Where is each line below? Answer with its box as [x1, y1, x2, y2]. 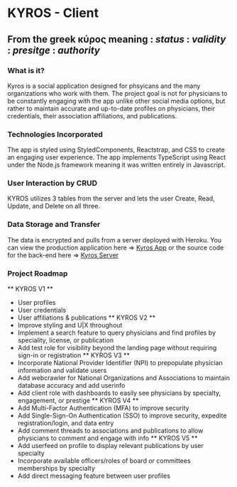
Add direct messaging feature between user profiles [17, 471, 170, 480]
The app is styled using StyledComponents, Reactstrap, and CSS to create [7, 145, 225, 154]
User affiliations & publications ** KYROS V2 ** [17, 313, 156, 322]
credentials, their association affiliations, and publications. [7, 111, 177, 120]
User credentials [17, 306, 66, 315]
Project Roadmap [7, 268, 68, 278]
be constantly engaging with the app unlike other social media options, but [7, 96, 226, 105]
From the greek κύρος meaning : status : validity [7, 33, 226, 45]
